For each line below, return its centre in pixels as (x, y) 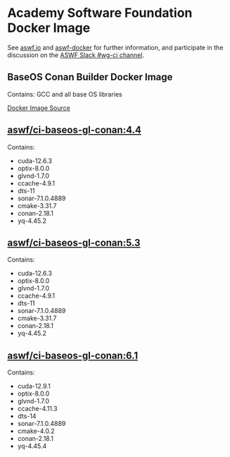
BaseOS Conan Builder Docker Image (90, 77)
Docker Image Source (39, 108)
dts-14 (27, 416)
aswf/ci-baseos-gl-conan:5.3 (74, 242)
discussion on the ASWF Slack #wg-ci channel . (76, 55)
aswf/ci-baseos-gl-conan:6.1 (73, 355)
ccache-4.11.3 (37, 409)
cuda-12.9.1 (34, 386)
